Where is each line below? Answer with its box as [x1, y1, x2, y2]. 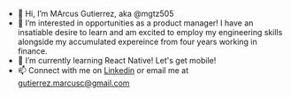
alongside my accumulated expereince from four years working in [17, 36, 258, 47]
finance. [17, 46, 48, 56]
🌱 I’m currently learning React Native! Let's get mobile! [17, 56, 217, 65]
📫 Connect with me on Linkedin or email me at [17, 65, 188, 75]
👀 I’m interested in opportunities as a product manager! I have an [17, 18, 254, 28]
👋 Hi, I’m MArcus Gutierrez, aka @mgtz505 [17, 9, 174, 19]
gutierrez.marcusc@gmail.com [17, 78, 130, 88]
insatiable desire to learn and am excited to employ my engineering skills [17, 27, 283, 37]
